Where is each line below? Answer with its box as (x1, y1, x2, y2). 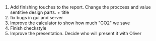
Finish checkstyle (10, 25, 47, 31)
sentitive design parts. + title (10, 9, 69, 15)
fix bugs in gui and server (10, 15, 63, 20)
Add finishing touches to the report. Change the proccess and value (10, 4, 151, 10)
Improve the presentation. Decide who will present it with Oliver (10, 31, 142, 36)
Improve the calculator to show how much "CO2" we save (10, 20, 130, 26)
